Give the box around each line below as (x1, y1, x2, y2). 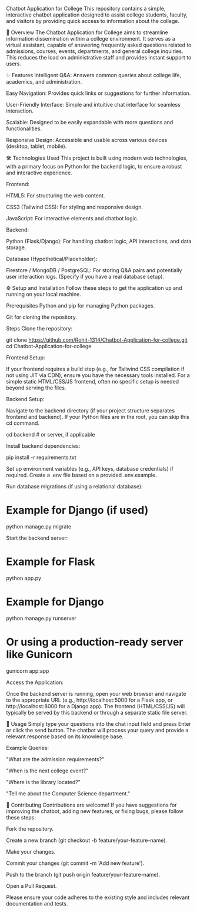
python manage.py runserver (6, 614, 76, 622)
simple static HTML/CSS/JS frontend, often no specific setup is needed (6, 378, 179, 385)
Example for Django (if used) (6, 504, 149, 517)
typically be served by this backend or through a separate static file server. (6, 709, 188, 716)
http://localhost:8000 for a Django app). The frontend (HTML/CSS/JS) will (6, 702, 185, 709)
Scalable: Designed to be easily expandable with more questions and (6, 119, 173, 125)
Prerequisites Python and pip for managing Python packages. (6, 302, 155, 309)
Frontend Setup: (6, 354, 45, 361)
